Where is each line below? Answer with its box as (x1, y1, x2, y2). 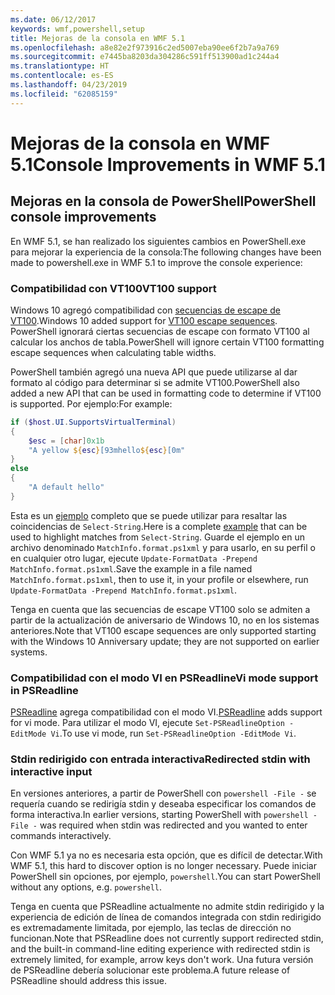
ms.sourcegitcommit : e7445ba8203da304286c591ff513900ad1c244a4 (10, 52, 280, 62)
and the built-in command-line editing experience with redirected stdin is (10, 943, 311, 955)
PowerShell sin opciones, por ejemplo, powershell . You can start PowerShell (10, 871, 321, 883)
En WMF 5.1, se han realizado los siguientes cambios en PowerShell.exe (10, 235, 307, 247)
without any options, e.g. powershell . (10, 881, 162, 893)
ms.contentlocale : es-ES (10, 71, 114, 81)
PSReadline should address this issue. (10, 975, 167, 987)
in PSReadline (10, 683, 79, 697)
